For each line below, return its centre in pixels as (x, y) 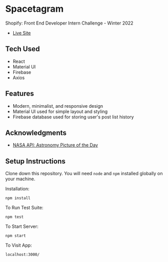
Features (20, 94)
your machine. (20, 179)
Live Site (22, 33)
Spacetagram (34, 9)
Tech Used (23, 49)
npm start (16, 236)
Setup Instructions (35, 161)
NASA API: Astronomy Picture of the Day (55, 145)
